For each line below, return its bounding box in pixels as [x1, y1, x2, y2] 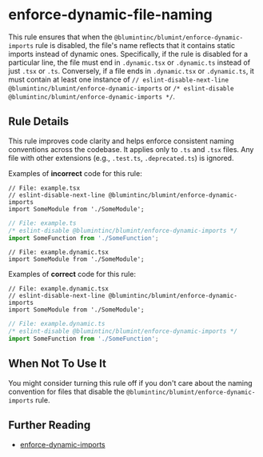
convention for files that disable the [8, 387, 126, 396]
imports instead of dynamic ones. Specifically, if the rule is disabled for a [8, 49, 249, 58]
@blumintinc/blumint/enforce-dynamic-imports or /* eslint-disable [8, 82, 234, 93]
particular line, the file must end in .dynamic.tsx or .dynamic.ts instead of [8, 58, 250, 67]
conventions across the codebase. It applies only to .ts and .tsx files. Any [8, 144, 254, 154]
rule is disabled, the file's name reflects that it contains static [35, 40, 236, 50]
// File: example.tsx [8, 184, 81, 192]
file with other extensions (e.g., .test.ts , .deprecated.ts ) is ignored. [8, 153, 234, 162]
